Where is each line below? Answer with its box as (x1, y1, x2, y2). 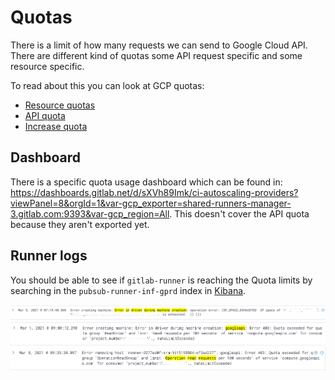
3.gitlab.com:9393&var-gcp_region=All (10, 207, 170, 220)
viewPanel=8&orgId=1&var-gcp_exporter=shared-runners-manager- (10, 197, 292, 209)
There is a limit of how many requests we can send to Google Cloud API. (10, 39, 308, 51)
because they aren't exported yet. (10, 218, 150, 230)
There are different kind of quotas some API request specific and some (10, 49, 303, 61)
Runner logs (10, 247, 88, 265)
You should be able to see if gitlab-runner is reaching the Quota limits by (10, 274, 313, 286)
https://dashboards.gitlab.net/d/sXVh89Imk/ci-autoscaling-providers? (10, 186, 299, 198)
